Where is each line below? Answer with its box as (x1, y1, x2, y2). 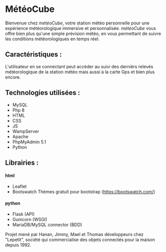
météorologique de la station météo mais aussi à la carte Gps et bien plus (5, 69, 155, 75)
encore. (5, 74, 21, 80)
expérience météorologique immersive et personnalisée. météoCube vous (5, 25, 156, 31)
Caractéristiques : (5, 50, 62, 59)
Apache (12, 133, 29, 139)
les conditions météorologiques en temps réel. (5, 36, 100, 42)
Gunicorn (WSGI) (12, 217, 48, 223)
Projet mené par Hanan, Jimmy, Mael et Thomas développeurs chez (5, 232, 144, 238)
